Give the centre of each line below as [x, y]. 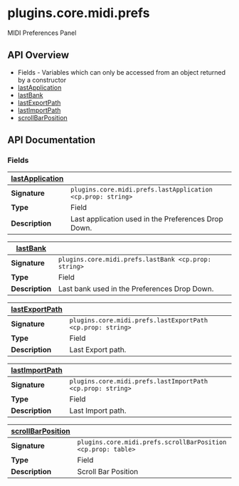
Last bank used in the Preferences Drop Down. [136, 289]
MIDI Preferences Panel [42, 33]
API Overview [38, 55]
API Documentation [52, 140]
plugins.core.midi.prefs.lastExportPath [139, 321]
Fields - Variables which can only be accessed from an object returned [122, 72]
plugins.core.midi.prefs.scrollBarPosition [152, 442]
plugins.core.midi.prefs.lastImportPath [139, 381]
